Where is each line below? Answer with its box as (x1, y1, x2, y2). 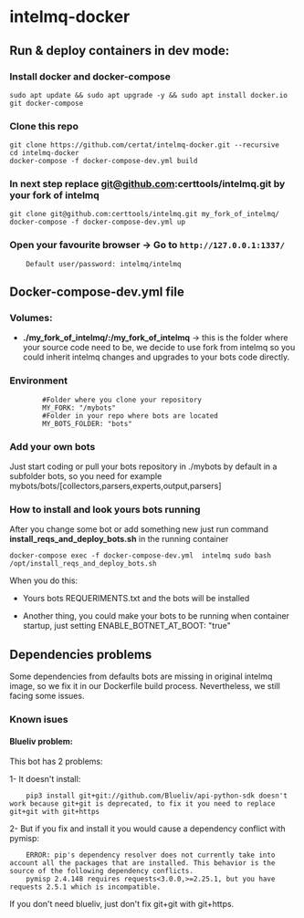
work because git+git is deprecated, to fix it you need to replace (9, 799, 276, 808)
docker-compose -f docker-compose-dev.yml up (9, 217, 185, 227)
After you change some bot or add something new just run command (9, 524, 269, 535)
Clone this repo (9, 120, 79, 132)
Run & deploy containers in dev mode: (9, 43, 230, 58)
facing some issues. (9, 691, 85, 702)
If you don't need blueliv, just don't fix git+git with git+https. (9, 899, 235, 910)
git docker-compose (9, 99, 84, 108)
